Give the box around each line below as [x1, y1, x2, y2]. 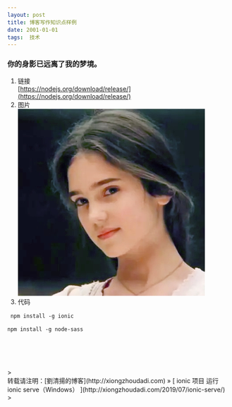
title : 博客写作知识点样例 [7, 18, 78, 26]
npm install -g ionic [10, 312, 74, 320]
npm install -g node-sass [7, 325, 83, 333]
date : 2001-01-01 [7, 26, 59, 33]
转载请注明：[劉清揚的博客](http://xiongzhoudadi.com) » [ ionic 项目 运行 [7, 376, 219, 384]
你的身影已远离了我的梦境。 [7, 59, 102, 69]
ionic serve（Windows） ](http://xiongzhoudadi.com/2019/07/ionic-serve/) [7, 385, 226, 394]
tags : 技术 [7, 34, 40, 41]
